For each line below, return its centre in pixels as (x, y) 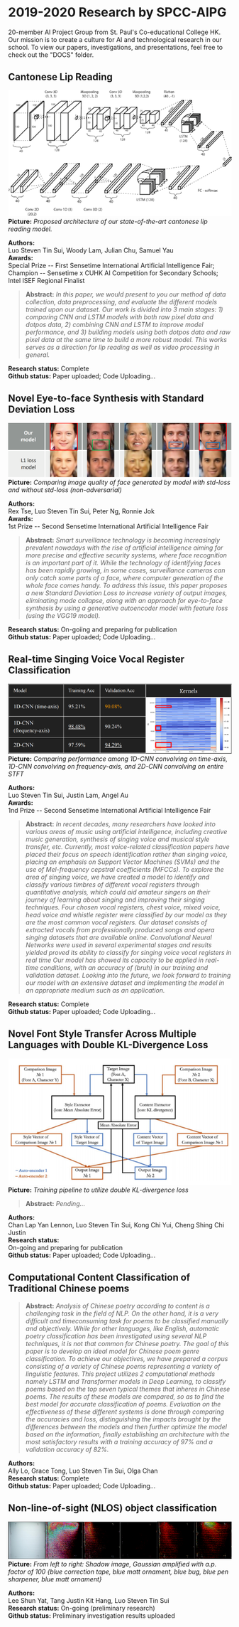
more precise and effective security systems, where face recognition (126, 555)
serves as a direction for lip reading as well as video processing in (122, 347)
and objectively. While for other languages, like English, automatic (122, 1328)
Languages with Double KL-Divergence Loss (108, 1045)
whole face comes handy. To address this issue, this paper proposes (126, 585)
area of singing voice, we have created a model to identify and (117, 877)
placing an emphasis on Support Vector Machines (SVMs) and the (123, 862)
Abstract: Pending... (55, 1204)
